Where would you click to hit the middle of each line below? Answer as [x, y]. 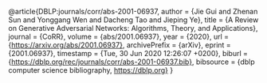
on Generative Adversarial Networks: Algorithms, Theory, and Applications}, [133, 28]
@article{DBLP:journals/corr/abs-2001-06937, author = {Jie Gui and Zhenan [133, 11]
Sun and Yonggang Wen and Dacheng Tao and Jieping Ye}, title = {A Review [133, 20]
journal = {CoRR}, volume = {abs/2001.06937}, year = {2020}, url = [119, 36]
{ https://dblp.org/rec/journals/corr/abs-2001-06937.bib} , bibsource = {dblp [132, 62]
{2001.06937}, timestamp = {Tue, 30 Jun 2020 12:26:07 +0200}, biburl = [128, 53]
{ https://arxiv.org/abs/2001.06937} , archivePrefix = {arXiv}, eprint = [120, 45]
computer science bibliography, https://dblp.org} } [91, 70]
